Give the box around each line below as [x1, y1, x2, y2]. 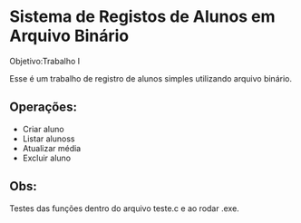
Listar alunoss [22, 133, 75, 144]
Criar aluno [22, 123, 65, 134]
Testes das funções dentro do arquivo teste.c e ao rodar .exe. [9, 202, 240, 214]
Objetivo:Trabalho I [9, 55, 81, 66]
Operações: [9, 100, 77, 115]
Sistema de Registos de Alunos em [9, 6, 276, 27]
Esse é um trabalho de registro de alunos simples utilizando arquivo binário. [9, 73, 293, 83]
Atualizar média [22, 142, 82, 153]
